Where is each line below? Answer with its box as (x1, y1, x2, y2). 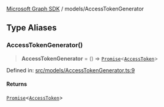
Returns (6, 80, 28, 88)
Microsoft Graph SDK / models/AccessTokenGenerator (6, 5, 144, 12)
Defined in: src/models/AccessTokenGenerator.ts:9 (6, 66, 135, 74)
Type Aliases (6, 22, 57, 33)
